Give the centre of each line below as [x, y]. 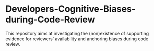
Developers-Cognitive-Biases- [71, 9]
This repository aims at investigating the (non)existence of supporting [77, 33]
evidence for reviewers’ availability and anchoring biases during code [77, 39]
